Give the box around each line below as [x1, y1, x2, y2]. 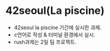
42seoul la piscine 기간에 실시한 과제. [13, 24, 102, 31]
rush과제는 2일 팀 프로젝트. [13, 38, 77, 45]
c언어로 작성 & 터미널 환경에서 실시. [13, 31, 95, 38]
